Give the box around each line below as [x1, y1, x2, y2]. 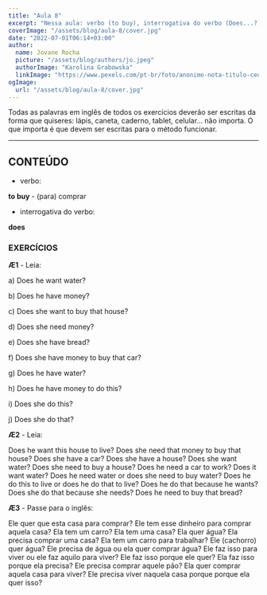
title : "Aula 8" [8, 11, 62, 20]
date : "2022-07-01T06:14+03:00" [8, 33, 115, 42]
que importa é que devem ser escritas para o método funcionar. [8, 124, 218, 134]
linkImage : [15, 71, 52, 79]
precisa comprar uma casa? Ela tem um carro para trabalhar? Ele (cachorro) [8, 535, 257, 546]
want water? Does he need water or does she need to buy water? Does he [8, 471, 252, 480]
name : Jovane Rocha [15, 49, 80, 57]
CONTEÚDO [8, 155, 69, 168]
